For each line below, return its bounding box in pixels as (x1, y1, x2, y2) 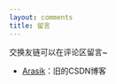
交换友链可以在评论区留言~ (9, 46, 108, 57)
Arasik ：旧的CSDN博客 (21, 65, 106, 76)
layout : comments (9, 12, 73, 22)
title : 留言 (9, 21, 50, 30)
